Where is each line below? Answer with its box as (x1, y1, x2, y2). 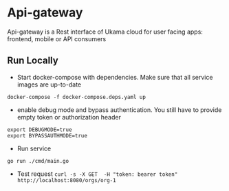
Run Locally (7, 55, 58, 67)
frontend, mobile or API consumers (7, 34, 107, 43)
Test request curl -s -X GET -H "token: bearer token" (17, 170, 178, 178)
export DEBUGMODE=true (7, 126, 72, 133)
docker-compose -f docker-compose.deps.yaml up (7, 93, 146, 100)
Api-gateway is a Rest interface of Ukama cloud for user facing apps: (7, 27, 203, 36)
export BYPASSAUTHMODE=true (7, 132, 88, 139)
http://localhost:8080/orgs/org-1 (17, 177, 116, 183)
